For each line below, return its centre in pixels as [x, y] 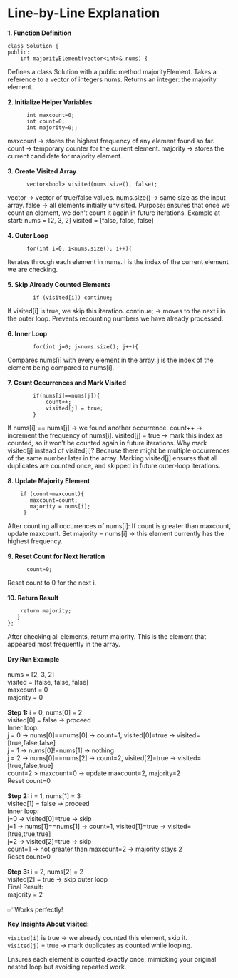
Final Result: [25, 887]
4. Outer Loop [28, 235]
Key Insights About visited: [48, 924]
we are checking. [33, 269]
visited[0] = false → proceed [49, 720]
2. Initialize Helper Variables [50, 102]
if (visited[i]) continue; [73, 298]
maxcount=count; [54, 500]
